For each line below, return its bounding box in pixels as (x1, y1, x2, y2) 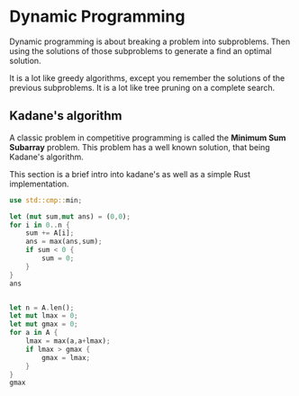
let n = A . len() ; (9, 303, 75, 312)
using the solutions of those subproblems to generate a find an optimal (9, 45, 272, 56)
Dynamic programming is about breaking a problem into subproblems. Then (9, 36, 291, 47)
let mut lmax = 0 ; (9, 311, 78, 320)
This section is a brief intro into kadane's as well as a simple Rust (9, 168, 250, 179)
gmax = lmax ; (41, 353, 91, 362)
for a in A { (9, 328, 59, 337)
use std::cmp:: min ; (9, 195, 83, 204)
